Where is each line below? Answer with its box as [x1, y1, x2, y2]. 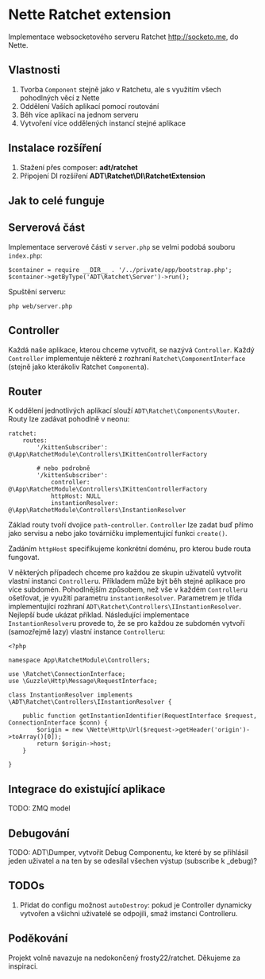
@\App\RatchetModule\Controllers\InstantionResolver [8, 507, 186, 515]
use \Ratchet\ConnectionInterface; [8, 670, 126, 678]
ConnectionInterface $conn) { [8, 719, 109, 727]
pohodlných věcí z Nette [19, 93, 100, 103]
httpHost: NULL [50, 492, 102, 500]
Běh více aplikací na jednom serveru [19, 110, 139, 119]
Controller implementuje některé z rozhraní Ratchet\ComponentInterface [8, 353, 246, 363]
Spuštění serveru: [8, 286, 66, 296]
